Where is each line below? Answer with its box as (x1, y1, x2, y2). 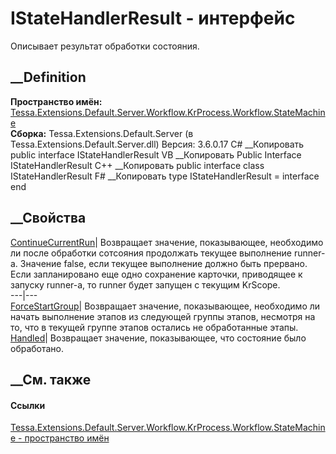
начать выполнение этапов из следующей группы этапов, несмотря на (10, 310, 316, 322)
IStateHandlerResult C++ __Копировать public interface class (10, 159, 265, 171)
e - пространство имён (10, 432, 110, 444)
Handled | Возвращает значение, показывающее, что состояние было (10, 332, 307, 344)
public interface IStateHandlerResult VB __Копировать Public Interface (10, 148, 302, 161)
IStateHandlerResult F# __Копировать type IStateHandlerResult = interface (10, 170, 320, 182)
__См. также (10, 371, 92, 388)
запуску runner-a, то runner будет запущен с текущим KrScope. (10, 278, 281, 291)
